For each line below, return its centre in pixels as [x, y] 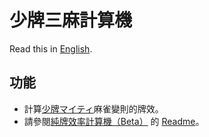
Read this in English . [51, 48]
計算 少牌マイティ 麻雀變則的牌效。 [93, 108]
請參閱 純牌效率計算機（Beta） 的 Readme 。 [114, 121]
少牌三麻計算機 [71, 20]
